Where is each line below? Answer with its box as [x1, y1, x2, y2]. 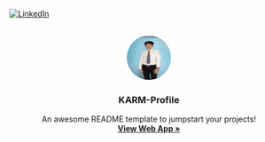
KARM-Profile [118, 93, 180, 106]
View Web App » [117, 123, 181, 134]
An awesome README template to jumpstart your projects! [41, 114, 257, 124]
